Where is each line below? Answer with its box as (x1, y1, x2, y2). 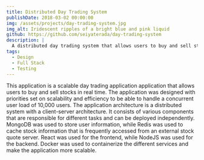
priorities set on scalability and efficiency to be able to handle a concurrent (6, 95, 194, 102)
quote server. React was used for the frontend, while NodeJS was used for (6, 134, 193, 141)
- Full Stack (12, 60, 45, 66)
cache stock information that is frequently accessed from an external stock (6, 127, 194, 134)
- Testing (12, 65, 36, 72)
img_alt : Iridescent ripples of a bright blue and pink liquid (6, 26, 170, 32)
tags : (6, 49, 20, 55)
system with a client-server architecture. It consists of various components (6, 108, 194, 116)
